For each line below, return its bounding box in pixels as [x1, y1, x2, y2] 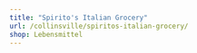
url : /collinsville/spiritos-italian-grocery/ [9, 22, 189, 31]
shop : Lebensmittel [9, 30, 84, 39]
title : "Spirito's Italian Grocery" [9, 13, 148, 22]
